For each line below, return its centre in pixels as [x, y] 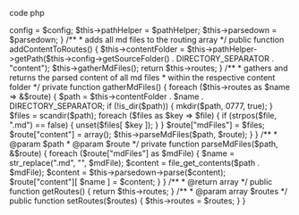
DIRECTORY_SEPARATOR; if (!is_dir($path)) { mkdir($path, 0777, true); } [141, 106]
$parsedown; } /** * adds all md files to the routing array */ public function [147, 40]
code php [27, 13]
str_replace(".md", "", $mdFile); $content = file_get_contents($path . [135, 163]
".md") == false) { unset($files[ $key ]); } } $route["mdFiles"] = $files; [137, 125]
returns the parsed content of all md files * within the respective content [142, 78]
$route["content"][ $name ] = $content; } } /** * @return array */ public [141, 182]
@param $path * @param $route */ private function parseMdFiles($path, [144, 144]
